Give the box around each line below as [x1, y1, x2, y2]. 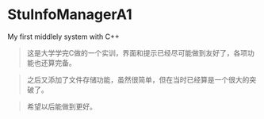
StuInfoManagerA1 [7, 6, 132, 24]
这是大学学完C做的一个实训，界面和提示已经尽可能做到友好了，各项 [26, 48, 248, 57]
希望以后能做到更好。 [26, 102, 97, 111]
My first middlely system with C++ [7, 32, 120, 41]
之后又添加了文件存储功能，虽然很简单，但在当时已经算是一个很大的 [26, 75, 250, 84]
